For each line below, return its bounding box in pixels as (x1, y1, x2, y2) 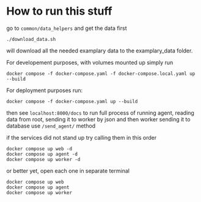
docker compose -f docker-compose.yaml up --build (6, 98, 138, 104)
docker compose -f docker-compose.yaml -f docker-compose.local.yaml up (6, 70, 196, 77)
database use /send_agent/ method (6, 122, 96, 129)
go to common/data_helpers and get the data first (6, 24, 127, 32)
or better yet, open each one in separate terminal (6, 167, 130, 175)
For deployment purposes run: (6, 87, 83, 94)
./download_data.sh (6, 36, 56, 42)
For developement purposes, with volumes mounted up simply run (6, 59, 174, 66)
